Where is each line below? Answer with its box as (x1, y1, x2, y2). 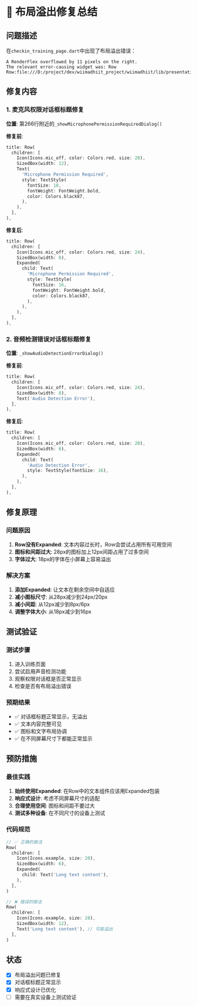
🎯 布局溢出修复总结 (6, 5, 98, 19)
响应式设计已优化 (14, 986, 56, 993)
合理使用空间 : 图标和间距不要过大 (14, 802, 95, 809)
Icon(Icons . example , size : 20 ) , (16, 855, 96, 862)
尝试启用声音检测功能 (14, 667, 66, 675)
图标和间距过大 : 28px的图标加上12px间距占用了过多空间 (14, 548, 149, 555)
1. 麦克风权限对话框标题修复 (6, 106, 84, 114)
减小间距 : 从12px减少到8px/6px (14, 600, 90, 607)
